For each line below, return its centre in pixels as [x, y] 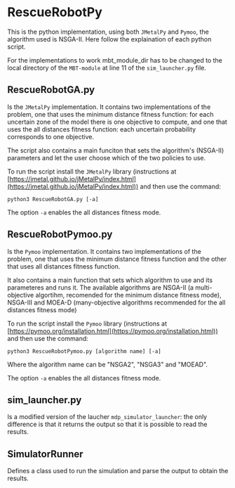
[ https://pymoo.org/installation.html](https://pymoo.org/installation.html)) [113, 330]
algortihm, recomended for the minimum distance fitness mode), [129, 295]
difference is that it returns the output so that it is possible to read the [107, 424]
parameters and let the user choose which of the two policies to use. [106, 158]
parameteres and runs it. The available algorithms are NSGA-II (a [101, 287]
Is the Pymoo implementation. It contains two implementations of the [104, 251]
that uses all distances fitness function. [64, 266]
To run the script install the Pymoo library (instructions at [87, 323]
